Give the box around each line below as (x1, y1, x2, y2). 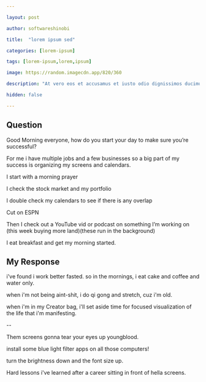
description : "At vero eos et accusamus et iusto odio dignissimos (6, 81, 183, 87)
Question (6, 120, 42, 131)
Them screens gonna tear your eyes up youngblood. (6, 334, 139, 341)
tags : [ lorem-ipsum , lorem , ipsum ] (6, 59, 92, 65)
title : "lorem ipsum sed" (6, 36, 75, 43)
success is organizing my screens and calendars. (6, 161, 131, 169)
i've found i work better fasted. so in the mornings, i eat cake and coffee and (6, 273, 200, 280)
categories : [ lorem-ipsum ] (6, 47, 75, 54)
